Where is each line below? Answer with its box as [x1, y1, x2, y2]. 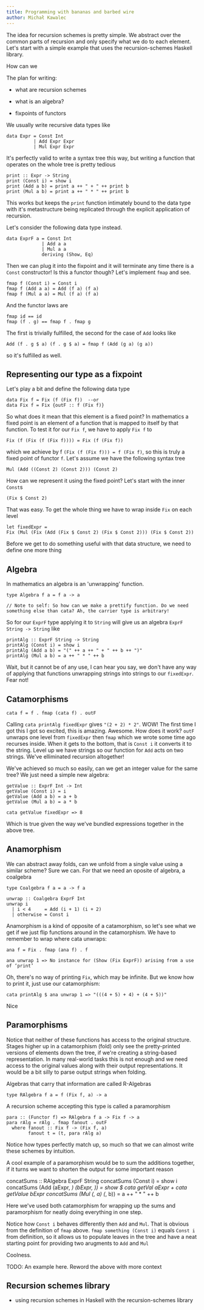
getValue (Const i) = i [6, 788, 67, 794]
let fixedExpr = [6, 524, 47, 530]
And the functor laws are [6, 301, 69, 309]
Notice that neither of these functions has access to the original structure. [6, 1036, 191, 1043]
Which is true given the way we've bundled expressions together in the [6, 820, 184, 827]
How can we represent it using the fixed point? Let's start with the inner [6, 477, 185, 485]
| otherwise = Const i [12, 912, 69, 918]
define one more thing [6, 547, 62, 554]
